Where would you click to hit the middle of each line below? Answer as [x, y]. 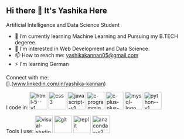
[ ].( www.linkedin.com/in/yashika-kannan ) [56, 84]
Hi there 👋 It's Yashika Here [57, 11]
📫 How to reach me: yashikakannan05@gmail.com [76, 55]
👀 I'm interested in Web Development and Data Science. [82, 48]
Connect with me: [27, 77]
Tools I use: [20, 131]
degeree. [25, 42]
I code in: [17, 107]
